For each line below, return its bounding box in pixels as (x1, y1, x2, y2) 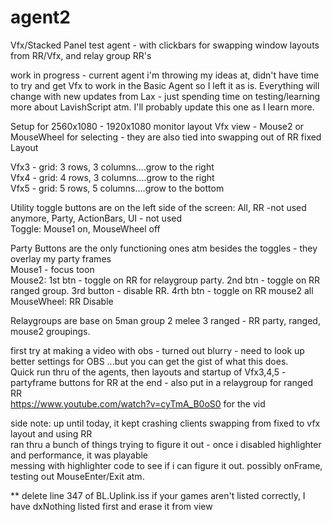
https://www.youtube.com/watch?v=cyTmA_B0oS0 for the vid (10, 397, 266, 410)
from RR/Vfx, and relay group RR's (10, 49, 152, 61)
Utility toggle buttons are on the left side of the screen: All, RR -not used (10, 201, 307, 213)
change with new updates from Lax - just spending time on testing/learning (10, 90, 321, 102)
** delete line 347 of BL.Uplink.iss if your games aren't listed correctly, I (10, 489, 306, 501)
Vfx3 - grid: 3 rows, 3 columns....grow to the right (10, 161, 215, 173)
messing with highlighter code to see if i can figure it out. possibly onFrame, (10, 459, 323, 471)
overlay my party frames (10, 252, 112, 265)
